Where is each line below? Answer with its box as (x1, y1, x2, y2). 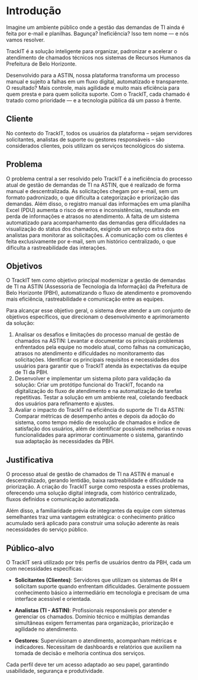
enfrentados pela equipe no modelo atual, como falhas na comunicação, (14, 344, 191, 351)
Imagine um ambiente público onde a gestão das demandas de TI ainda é (6, 24, 185, 31)
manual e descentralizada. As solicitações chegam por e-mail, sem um (6, 187, 178, 194)
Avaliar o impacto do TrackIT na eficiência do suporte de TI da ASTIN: (14, 406, 185, 414)
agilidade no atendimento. (14, 626, 79, 633)
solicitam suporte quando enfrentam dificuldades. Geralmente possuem (14, 583, 190, 590)
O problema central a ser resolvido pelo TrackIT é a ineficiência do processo (6, 175, 193, 182)
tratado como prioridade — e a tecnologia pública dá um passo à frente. (6, 96, 182, 104)
